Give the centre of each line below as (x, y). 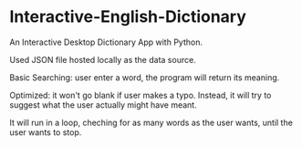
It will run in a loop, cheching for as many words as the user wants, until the (151, 122)
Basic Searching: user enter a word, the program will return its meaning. (145, 77)
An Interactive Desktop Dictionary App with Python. (106, 42)
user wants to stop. (46, 132)
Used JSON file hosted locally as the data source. (103, 59)
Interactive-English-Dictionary (128, 17)
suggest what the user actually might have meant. (104, 105)
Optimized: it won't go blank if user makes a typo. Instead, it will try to (141, 95)
